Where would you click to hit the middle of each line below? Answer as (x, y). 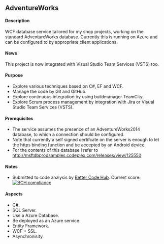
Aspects (14, 194)
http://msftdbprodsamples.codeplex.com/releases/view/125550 (77, 155)
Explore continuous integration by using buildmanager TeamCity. (78, 97)
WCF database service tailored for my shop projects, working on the (74, 31)
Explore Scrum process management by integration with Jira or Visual (83, 102)
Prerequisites (19, 118)
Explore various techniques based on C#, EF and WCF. (68, 86)
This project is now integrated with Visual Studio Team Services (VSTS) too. (82, 64)
